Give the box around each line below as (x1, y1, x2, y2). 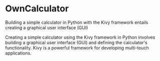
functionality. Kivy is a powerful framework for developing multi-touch (5, 45, 149, 51)
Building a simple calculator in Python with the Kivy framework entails (5, 19, 149, 25)
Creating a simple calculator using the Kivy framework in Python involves (5, 34, 156, 40)
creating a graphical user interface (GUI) (5, 24, 88, 30)
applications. (5, 50, 31, 56)
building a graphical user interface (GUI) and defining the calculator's (5, 39, 148, 45)
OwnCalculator (5, 3, 69, 14)
